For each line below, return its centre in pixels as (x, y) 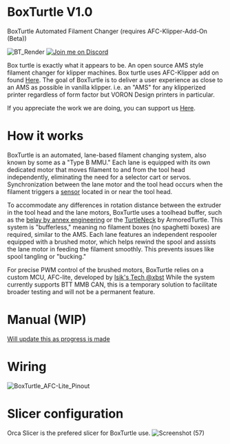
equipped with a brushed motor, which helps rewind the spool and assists (112, 242)
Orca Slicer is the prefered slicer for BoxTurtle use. (79, 433)
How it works (45, 136)
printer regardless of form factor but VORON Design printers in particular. (111, 95)
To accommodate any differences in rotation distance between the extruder (114, 205)
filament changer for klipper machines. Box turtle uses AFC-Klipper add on (113, 73)
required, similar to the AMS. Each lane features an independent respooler (112, 234)
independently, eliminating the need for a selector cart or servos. (99, 177)
